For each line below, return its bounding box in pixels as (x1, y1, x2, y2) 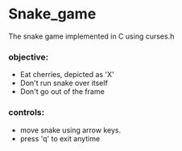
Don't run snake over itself (19, 78, 109, 88)
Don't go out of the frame (19, 87, 105, 96)
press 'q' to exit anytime (19, 133, 101, 143)
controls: (8, 107, 45, 118)
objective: (8, 51, 49, 63)
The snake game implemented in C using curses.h (8, 31, 175, 41)
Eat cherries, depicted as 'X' (19, 70, 114, 80)
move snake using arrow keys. (19, 125, 122, 135)
